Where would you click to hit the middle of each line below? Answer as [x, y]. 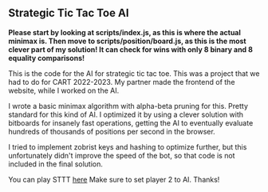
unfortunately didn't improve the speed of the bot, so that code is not [122, 155]
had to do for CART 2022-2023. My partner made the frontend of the [122, 82]
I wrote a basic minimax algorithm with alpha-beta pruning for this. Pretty [128, 106]
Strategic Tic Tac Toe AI [69, 13]
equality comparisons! [47, 58]
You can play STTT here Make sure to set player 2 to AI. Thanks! [114, 179]
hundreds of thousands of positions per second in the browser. [112, 131]
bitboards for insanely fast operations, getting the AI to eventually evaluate [131, 122]
